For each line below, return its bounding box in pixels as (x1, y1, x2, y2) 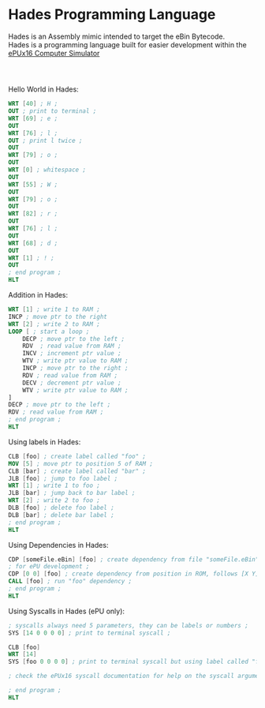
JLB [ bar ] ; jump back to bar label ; (8, 489, 136, 497)
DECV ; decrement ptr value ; (22, 379, 122, 387)
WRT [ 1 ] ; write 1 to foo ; (8, 481, 101, 490)
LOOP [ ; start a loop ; (8, 328, 90, 335)
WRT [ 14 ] (8, 650, 37, 658)
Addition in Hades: (8, 290, 69, 299)
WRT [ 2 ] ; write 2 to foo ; (8, 496, 101, 504)
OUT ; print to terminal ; (8, 107, 97, 115)
